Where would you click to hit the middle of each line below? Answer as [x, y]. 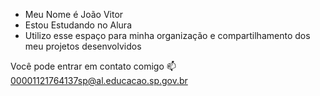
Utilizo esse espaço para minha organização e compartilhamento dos [167, 35]
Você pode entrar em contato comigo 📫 [93, 66]
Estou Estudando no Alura [78, 25]
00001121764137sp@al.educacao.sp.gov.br [99, 80]
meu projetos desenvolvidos [83, 46]
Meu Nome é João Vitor [74, 14]
